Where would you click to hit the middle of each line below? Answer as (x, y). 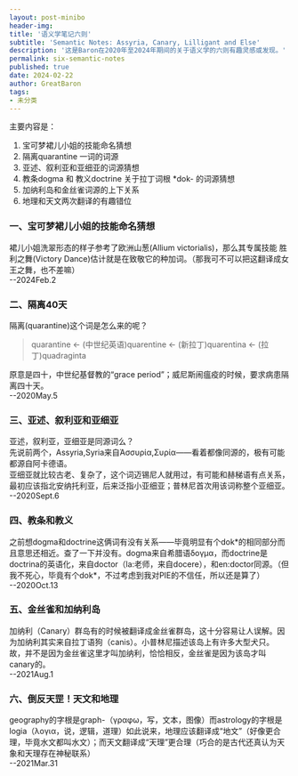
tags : (19, 92)
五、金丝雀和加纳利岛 (55, 610)
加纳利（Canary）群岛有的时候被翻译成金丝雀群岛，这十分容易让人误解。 (143, 630)
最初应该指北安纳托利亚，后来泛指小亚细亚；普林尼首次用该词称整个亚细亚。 (149, 486)
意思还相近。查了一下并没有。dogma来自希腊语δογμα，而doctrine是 (142, 553)
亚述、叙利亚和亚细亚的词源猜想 (81, 168)
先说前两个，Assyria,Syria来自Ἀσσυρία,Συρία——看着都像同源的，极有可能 (147, 453)
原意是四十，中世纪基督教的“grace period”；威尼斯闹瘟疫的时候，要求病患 (145, 374)
